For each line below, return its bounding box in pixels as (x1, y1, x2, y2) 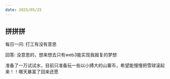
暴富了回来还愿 (27, 68, 59, 75)
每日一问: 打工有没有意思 (5, 41, 57, 47)
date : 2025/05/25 (5, 7, 42, 12)
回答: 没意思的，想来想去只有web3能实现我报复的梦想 (5, 52, 117, 58)
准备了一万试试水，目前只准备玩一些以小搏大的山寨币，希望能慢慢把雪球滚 (5, 62, 160, 68)
